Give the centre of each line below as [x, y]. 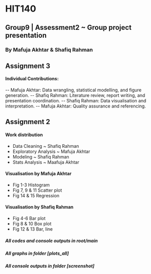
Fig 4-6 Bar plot [29, 218]
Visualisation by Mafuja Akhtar [38, 174]
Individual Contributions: [32, 79]
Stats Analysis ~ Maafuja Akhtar [46, 162]
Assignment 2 [28, 122]
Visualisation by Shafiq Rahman [39, 207]
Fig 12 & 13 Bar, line [33, 229]
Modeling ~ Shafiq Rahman [41, 156]
